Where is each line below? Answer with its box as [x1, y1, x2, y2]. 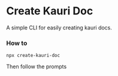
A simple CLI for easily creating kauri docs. [6, 24, 113, 31]
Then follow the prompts [6, 63, 67, 70]
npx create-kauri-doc [6, 53, 60, 59]
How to [6, 39, 28, 47]
